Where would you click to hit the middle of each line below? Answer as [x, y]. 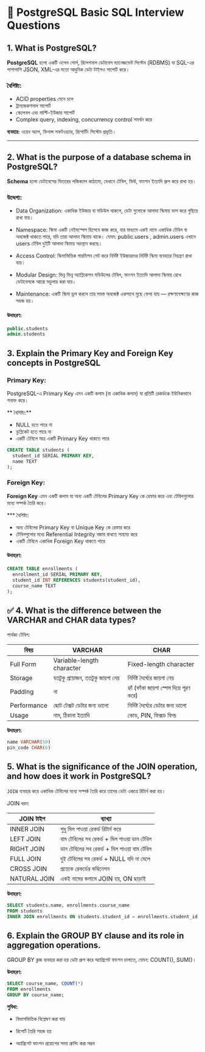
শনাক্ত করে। [18, 401]
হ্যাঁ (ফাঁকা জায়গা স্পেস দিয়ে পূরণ [159, 688]
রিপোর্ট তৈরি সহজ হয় [33, 1031]
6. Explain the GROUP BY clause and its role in [96, 936]
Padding [22, 692]
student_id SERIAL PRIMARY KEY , [54, 455]
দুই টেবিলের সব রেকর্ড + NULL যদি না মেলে [106, 858]
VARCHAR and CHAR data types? [71, 620]
